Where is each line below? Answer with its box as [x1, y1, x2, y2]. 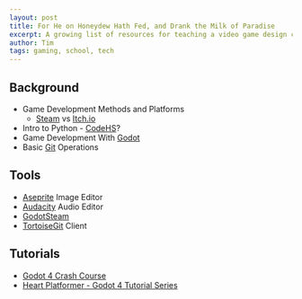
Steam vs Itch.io [35, 113, 96, 124]
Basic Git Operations [22, 141, 99, 153]
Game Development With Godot [22, 132, 141, 143]
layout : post [9, 13, 58, 22]
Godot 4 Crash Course [22, 270, 106, 281]
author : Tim [9, 38, 54, 48]
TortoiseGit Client [22, 220, 87, 231]
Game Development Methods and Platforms [22, 103, 185, 114]
